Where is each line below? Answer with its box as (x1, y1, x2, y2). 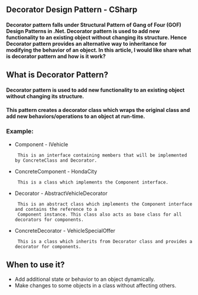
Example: (6, 127, 34, 136)
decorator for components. (14, 243, 82, 249)
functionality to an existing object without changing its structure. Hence (6, 34, 187, 41)
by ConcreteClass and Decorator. (14, 157, 98, 163)
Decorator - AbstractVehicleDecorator (14, 190, 108, 197)
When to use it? (6, 260, 65, 270)
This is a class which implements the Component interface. (17, 179, 169, 185)
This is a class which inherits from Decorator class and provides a (17, 238, 193, 245)
